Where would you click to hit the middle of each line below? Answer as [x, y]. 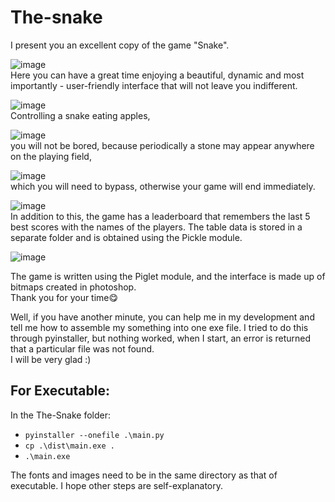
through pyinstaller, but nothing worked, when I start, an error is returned [161, 338]
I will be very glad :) [51, 359]
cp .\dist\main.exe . [69, 446]
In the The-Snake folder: [61, 415]
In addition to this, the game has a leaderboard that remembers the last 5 [160, 216]
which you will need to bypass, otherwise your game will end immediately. [163, 186]
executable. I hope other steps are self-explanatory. [117, 485]
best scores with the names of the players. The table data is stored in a [156, 227]
